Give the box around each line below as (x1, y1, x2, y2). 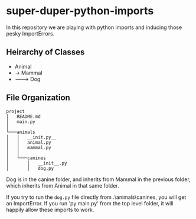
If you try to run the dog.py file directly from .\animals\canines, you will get (6, 194, 187, 201)
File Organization (6, 93, 71, 103)
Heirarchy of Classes (6, 47, 85, 57)
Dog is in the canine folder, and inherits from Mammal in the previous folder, (6, 176, 191, 183)
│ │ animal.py (6, 139, 51, 146)
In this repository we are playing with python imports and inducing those (6, 24, 182, 31)
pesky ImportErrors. (6, 30, 55, 37)
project (6, 108, 25, 114)
